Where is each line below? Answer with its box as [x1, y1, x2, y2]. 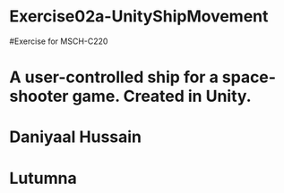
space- [221, 67, 276, 88]
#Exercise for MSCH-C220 [9, 36, 108, 46]
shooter [9, 87, 69, 106]
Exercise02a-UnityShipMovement [9, 6, 269, 27]
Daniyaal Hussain [9, 127, 142, 147]
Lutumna [9, 168, 78, 189]
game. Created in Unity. [72, 87, 253, 106]
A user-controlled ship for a [9, 67, 219, 88]
